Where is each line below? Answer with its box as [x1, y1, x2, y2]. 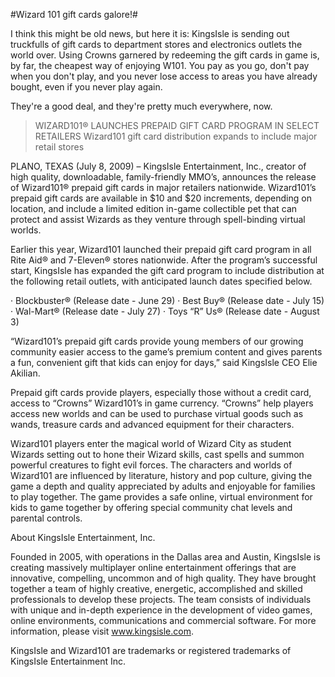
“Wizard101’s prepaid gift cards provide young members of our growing [10, 335, 304, 347]
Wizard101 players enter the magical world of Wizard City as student [10, 438, 292, 449]
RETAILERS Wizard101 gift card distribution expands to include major [34, 130, 318, 142]
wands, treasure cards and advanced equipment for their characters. [10, 419, 295, 430]
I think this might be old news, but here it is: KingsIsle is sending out [10, 28, 290, 39]
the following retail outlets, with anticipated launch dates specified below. [10, 275, 313, 287]
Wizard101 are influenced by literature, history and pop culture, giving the [10, 470, 313, 481]
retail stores [34, 141, 85, 153]
